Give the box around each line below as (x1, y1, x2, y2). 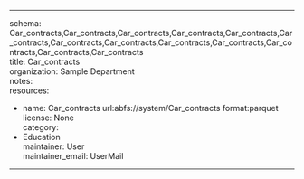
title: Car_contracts (9, 56, 81, 67)
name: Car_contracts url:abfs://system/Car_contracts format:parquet (22, 103, 279, 113)
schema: (9, 18, 42, 28)
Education (22, 132, 61, 142)
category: (22, 122, 59, 132)
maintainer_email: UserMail (22, 151, 124, 161)
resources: (9, 85, 50, 96)
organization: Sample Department (9, 66, 136, 77)
